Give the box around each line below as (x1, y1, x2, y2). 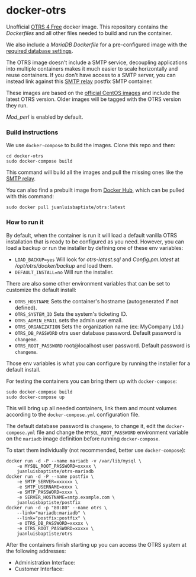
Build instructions (6, 128, 59, 137)
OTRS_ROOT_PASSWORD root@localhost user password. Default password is (14, 342, 191, 349)
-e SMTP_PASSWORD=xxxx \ (17, 489, 78, 495)
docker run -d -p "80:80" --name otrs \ (6, 505, 108, 511)
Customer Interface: (14, 565, 64, 572)
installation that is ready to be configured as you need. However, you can (6, 238, 185, 245)
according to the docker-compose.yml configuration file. (6, 411, 140, 418)
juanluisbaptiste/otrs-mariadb (17, 468, 94, 474)
